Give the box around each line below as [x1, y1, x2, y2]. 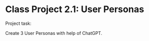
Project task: [5, 20, 32, 26]
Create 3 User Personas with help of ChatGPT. [5, 30, 102, 36]
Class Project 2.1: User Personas [5, 4, 144, 15]
